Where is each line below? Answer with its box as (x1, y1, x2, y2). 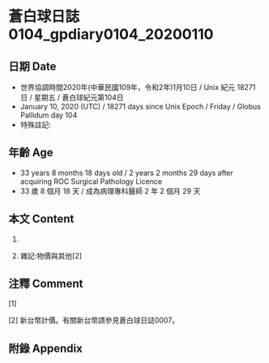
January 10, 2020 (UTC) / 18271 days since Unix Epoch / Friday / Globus (19, 102, 261, 111)
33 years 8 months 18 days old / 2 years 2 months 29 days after (19, 168, 233, 177)
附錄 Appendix (8, 341, 83, 355)
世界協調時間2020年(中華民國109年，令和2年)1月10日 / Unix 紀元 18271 (19, 83, 256, 92)
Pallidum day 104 (19, 110, 78, 120)
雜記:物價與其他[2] (19, 250, 83, 260)
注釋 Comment (8, 277, 83, 291)
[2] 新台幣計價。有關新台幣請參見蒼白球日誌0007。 (8, 315, 180, 325)
